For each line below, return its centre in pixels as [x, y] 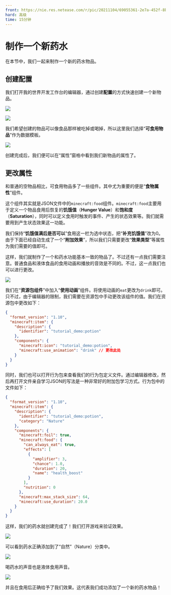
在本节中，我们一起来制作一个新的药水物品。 [52, 61]
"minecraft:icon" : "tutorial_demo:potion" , [66, 346]
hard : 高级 [16, 15]
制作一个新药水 [37, 46]
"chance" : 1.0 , [49, 464]
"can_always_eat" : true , [50, 445]
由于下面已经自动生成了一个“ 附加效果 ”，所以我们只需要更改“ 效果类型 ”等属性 [85, 240]
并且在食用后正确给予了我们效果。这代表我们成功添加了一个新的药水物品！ [83, 587]
